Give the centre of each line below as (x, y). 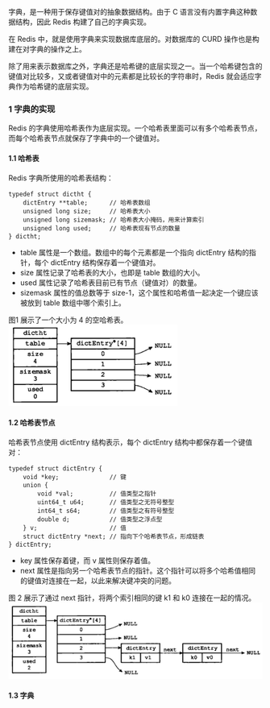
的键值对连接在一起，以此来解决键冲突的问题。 (98, 580)
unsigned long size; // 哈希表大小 (87, 211)
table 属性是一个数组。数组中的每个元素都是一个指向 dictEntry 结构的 (135, 252)
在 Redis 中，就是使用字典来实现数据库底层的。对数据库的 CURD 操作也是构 (134, 39)
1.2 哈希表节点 (32, 423)
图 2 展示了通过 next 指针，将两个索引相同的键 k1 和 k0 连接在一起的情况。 (132, 598)
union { (35, 485)
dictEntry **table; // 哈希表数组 (87, 203)
